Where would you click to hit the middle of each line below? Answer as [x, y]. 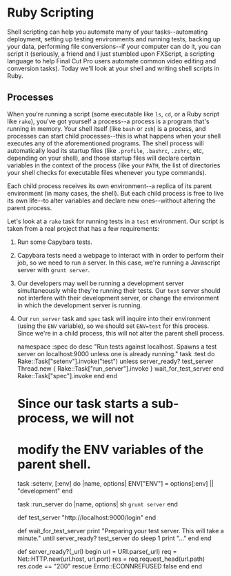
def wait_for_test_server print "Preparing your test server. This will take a [120, 531]
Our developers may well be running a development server [100, 283]
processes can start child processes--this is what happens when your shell [114, 136]
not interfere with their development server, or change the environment [118, 298]
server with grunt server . [53, 269]
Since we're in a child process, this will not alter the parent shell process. [121, 333]
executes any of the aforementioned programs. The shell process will [106, 143]
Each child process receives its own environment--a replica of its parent [110, 186]
